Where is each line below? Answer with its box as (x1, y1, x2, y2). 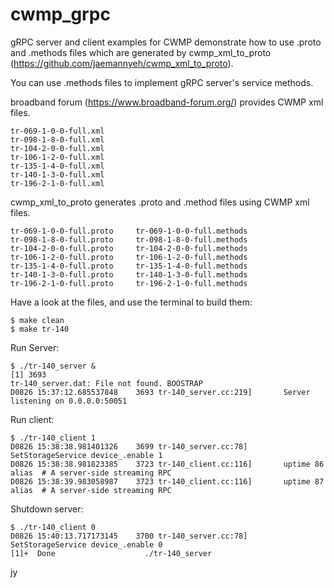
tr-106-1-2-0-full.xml (10, 152, 105, 162)
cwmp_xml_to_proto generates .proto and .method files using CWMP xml (10, 196, 310, 208)
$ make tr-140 (10, 324, 70, 334)
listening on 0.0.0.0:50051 (10, 396, 128, 406)
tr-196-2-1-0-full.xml (10, 178, 105, 188)
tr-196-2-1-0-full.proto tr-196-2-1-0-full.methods (10, 278, 248, 288)
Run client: (10, 413, 55, 425)
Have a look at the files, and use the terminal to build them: (10, 296, 253, 308)
